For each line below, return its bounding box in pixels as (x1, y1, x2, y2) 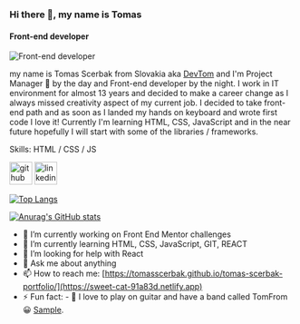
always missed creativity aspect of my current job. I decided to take (9, 97, 263, 108)
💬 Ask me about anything (22, 258, 117, 269)
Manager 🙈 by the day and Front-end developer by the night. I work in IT (9, 78, 279, 89)
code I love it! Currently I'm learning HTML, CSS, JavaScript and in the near (9, 117, 292, 128)
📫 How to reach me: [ (22, 268, 106, 280)
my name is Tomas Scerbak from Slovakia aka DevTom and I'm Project (9, 68, 274, 80)
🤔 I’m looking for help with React (22, 249, 144, 260)
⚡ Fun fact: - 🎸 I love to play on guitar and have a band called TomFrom (22, 291, 288, 302)
